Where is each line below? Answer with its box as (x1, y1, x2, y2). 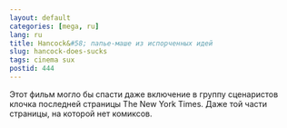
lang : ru (9, 30, 43, 39)
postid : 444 (9, 64, 54, 74)
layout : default (9, 13, 71, 23)
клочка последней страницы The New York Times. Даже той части (9, 98, 268, 109)
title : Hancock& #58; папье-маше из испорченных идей (9, 38, 213, 48)
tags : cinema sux (9, 55, 75, 64)
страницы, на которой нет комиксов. (9, 108, 153, 119)
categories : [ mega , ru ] (9, 22, 100, 31)
